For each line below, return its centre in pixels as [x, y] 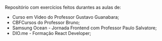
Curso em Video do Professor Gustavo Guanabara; [66, 17]
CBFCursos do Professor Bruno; [46, 23]
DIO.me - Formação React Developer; [52, 33]
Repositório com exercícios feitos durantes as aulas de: [63, 7]
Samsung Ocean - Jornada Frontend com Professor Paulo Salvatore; [84, 28]
